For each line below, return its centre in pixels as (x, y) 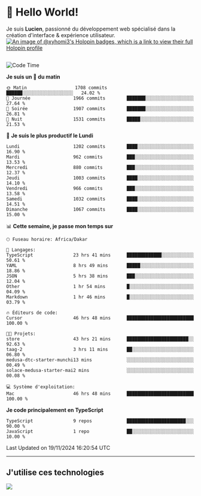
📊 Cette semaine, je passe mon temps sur (60, 226)
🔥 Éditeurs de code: (32, 313)
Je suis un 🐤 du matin (33, 77)
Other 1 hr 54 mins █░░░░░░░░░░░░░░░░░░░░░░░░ (100, 287)
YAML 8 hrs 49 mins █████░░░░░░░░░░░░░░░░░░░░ (100, 266)
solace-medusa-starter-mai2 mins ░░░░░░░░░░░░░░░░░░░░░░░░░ (100, 371)
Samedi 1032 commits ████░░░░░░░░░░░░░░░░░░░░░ (100, 199)
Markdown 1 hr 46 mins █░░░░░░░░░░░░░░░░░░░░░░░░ (100, 297)
